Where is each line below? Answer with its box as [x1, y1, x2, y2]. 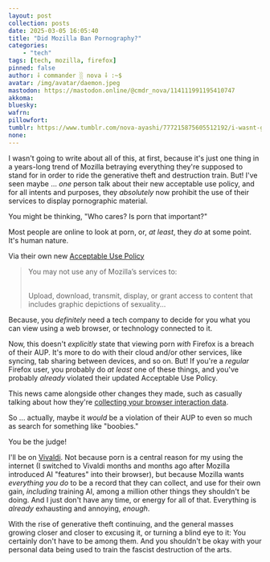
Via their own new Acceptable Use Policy [8, 250, 145, 261]
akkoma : [8, 94, 35, 102]
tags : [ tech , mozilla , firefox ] [8, 57, 117, 65]
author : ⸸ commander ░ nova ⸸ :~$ [8, 71, 122, 79]
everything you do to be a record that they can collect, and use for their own [8, 478, 261, 487]
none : [8, 131, 27, 139]
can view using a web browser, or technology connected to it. [8, 323, 213, 333]
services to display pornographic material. [8, 196, 149, 206]
